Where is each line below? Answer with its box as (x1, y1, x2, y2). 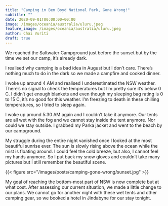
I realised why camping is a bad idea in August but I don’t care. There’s (5, 64, 153, 71)
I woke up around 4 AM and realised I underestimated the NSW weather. (5, 80, 156, 86)
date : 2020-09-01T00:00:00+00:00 (5, 17, 76, 22)
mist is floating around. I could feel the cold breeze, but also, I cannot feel (5, 148, 158, 154)
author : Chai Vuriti (5, 31, 49, 36)
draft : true (5, 36, 30, 41)
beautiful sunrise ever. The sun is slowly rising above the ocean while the (5, 143, 158, 149)
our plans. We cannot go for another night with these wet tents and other (5, 189, 157, 195)
